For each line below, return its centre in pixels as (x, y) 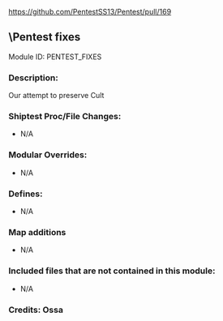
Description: (33, 78)
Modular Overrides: (48, 155)
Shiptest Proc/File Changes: (65, 117)
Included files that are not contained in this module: (112, 271)
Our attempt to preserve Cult (56, 96)
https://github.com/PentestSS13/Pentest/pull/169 (90, 12)
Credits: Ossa (36, 310)
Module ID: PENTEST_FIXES (55, 57)
